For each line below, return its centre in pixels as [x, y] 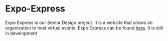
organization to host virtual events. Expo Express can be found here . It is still [84, 27]
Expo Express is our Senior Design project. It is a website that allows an [79, 22]
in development [21, 33]
